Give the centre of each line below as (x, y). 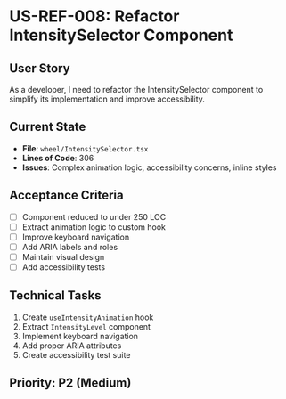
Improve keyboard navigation (76, 237)
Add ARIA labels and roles (70, 247)
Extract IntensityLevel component (86, 326)
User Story (40, 68)
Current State (48, 127)
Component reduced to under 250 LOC (94, 216)
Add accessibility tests (63, 267)
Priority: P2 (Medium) (70, 383)
